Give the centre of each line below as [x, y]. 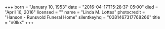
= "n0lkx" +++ [19, 22]
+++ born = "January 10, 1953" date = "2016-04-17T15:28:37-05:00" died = [82, 7]
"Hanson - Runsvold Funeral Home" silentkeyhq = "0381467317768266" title [82, 17]
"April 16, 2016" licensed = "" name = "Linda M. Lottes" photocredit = [75, 12]
